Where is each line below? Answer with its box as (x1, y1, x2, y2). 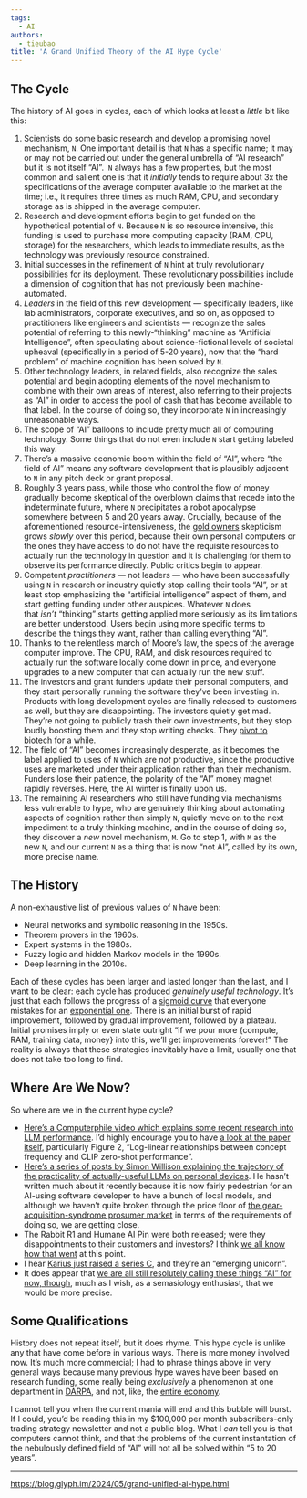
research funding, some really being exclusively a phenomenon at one (10, 1377, 274, 1387)
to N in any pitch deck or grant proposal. (23, 472, 174, 483)
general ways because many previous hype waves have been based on (10, 1366, 279, 1377)
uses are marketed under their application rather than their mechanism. (23, 764, 292, 775)
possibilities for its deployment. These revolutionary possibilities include (23, 269, 294, 280)
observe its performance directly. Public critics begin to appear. (23, 559, 263, 571)
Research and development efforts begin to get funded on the (23, 210, 256, 221)
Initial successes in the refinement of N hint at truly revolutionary (23, 258, 265, 269)
